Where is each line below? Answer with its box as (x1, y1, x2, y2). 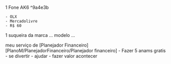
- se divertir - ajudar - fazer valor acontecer (5, 53, 98, 59)
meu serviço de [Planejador (5, 42, 64, 48)
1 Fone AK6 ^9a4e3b (5, 5, 49, 10)
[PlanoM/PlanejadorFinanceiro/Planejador (5, 48, 94, 53)
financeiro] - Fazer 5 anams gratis (94, 48, 166, 53)
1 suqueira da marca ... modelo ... (5, 32, 75, 38)
